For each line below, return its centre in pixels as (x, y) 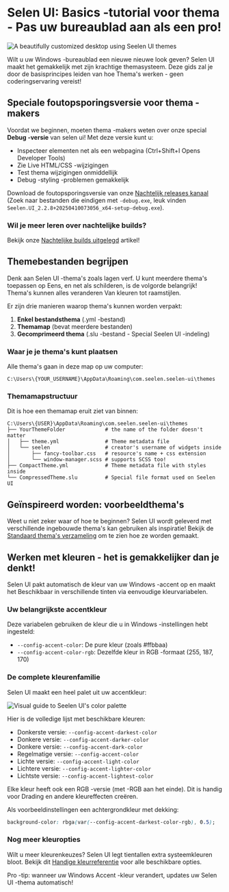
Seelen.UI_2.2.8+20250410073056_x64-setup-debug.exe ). (86, 208)
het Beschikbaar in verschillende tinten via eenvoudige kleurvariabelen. (108, 592)
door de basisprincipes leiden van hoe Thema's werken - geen (95, 74)
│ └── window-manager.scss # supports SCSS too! (87, 460)
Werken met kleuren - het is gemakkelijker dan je (113, 557)
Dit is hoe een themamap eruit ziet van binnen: (73, 411)
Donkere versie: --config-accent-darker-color (83, 739)
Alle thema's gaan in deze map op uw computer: (75, 367)
